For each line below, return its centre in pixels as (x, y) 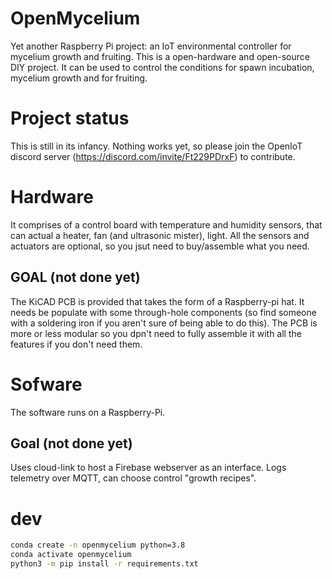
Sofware (46, 384)
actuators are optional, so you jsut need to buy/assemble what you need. (160, 246)
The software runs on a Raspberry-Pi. (88, 412)
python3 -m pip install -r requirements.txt (104, 564)
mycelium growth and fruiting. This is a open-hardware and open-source (160, 56)
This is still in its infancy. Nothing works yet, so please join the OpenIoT (156, 146)
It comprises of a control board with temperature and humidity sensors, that (166, 224)
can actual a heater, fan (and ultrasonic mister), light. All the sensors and (160, 235)
